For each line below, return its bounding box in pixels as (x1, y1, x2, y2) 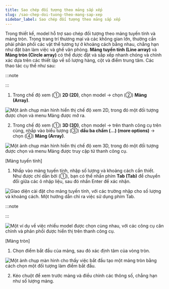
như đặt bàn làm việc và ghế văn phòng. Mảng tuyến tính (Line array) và (5, 46, 157, 53)
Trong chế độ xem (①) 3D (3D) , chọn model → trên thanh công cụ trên (12, 122, 161, 129)
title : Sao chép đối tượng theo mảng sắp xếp (5, 7, 102, 13)
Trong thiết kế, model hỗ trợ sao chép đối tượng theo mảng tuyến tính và (5, 31, 156, 37)
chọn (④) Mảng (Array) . (12, 133, 66, 139)
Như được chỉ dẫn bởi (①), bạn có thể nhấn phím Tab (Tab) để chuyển (12, 173, 160, 179)
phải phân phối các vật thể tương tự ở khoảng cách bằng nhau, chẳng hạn (5, 41, 159, 47)
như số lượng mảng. (12, 278, 54, 284)
